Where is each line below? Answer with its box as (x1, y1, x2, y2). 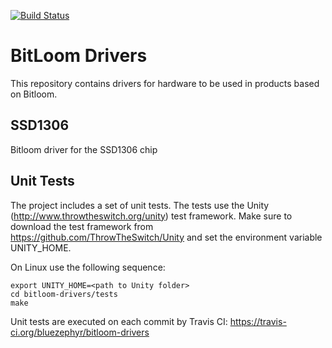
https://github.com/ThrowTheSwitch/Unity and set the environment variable (10, 231, 323, 243)
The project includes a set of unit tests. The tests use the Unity (10, 199, 270, 211)
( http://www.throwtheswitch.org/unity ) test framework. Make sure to (10, 210, 293, 222)
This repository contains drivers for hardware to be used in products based (10, 77, 320, 89)
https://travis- (229, 315, 287, 327)
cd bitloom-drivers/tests (10, 289, 118, 299)
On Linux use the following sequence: (10, 261, 166, 273)
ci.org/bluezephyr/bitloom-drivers (10, 326, 150, 338)
